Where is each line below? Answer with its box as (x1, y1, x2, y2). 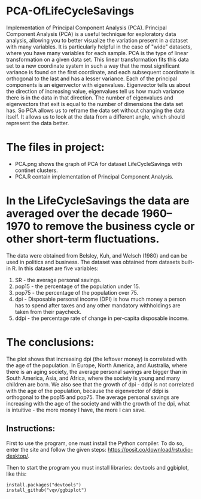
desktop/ (6, 452, 28, 459)
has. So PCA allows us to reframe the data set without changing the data (6, 107, 185, 114)
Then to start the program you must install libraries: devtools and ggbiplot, (6, 464, 190, 471)
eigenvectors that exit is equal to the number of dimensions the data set (6, 100, 184, 107)
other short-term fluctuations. (6, 232, 160, 246)
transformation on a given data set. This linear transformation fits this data (6, 56, 190, 63)
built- (181, 258, 194, 265)
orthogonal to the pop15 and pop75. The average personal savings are (6, 394, 179, 401)
